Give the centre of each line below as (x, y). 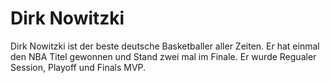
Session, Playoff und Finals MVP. (78, 67)
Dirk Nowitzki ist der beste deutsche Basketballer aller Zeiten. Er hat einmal (165, 46)
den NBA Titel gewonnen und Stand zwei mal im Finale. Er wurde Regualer (163, 56)
